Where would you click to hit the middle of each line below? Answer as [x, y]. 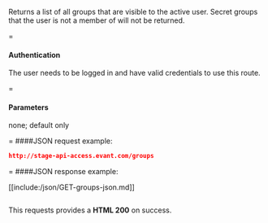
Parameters [28, 107]
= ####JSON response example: [63, 172]
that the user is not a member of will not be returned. [97, 20]
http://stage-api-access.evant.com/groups [81, 156]
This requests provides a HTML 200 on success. [90, 210]
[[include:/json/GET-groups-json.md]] [72, 187]
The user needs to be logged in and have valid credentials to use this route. [135, 73]
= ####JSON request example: [61, 141]
